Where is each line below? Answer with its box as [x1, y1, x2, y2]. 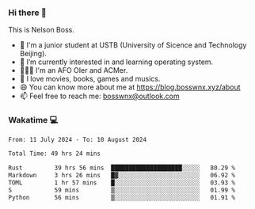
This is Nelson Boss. [8, 25, 75, 35]
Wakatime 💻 [8, 115, 59, 126]
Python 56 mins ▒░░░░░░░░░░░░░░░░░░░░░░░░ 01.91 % [8, 193, 236, 201]
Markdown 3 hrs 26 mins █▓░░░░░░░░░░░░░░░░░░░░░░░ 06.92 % [8, 172, 236, 180]
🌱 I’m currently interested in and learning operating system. [19, 57, 214, 66]
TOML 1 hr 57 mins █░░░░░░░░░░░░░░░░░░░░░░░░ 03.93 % [8, 179, 236, 187]
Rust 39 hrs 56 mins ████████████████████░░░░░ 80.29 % [8, 164, 236, 173]
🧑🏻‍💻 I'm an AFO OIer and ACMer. [19, 66, 128, 75]
